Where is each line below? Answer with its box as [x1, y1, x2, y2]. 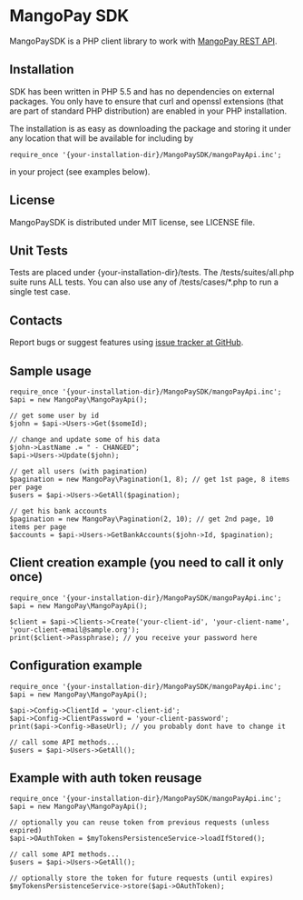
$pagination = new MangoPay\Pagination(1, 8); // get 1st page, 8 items [9, 475, 290, 484]
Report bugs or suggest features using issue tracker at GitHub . [9, 337, 244, 348]
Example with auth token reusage [9, 770, 202, 786]
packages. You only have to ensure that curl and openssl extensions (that [9, 95, 284, 106]
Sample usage [9, 363, 93, 378]
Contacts [9, 313, 64, 328]
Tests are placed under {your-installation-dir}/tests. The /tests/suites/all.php [9, 267, 295, 278]
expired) [9, 826, 43, 835]
